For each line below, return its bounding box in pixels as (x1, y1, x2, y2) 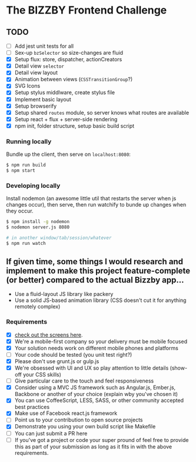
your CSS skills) (22, 371, 62, 378)
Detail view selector (14, 62, 65, 69)
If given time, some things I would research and (6, 257, 184, 267)
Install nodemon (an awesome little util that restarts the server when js (6, 195, 177, 202)
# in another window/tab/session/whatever (6, 235, 112, 241)
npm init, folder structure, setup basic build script (14, 122, 135, 129)
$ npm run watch (6, 240, 46, 246)
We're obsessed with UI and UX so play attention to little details (14, 364, 169, 371)
